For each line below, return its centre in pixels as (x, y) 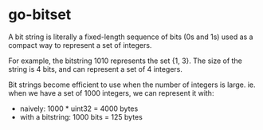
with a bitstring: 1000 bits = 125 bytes (81, 116)
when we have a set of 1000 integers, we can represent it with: (111, 93)
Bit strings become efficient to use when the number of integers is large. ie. (132, 85)
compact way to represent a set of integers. (80, 45)
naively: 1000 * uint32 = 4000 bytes (79, 108)
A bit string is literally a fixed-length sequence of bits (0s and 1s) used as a (131, 37)
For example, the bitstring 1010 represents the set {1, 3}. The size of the (126, 61)
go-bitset (40, 15)
